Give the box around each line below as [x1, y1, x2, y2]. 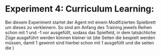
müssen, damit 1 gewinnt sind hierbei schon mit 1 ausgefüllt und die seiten [5, 40, 154, 45]
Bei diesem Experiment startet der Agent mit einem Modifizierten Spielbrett [5, 19, 156, 25]
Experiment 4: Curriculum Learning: [5, 3, 155, 14]
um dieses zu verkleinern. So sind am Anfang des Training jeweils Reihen [5, 24, 152, 30]
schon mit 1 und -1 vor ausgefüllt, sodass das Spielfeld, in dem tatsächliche [5, 29, 156, 35]
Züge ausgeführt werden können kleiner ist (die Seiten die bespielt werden [5, 35, 155, 41]
